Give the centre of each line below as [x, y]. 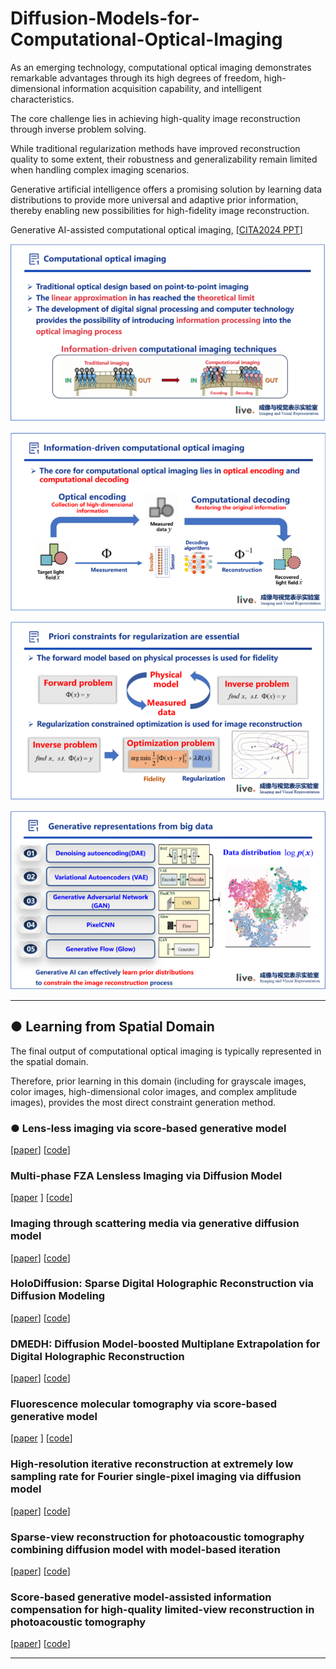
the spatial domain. [49, 1061]
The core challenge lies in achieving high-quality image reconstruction [155, 118]
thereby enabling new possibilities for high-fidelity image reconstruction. [160, 210]
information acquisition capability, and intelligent [162, 88]
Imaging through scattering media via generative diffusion [155, 1224]
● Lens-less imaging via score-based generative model [148, 1128]
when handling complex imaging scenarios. [100, 169]
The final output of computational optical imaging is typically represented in [166, 1051]
